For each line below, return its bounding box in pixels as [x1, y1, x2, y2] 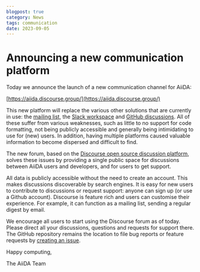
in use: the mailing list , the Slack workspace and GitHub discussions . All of [6, 113, 190, 120]
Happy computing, [6, 249, 52, 256]
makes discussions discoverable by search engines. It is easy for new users [6, 181, 193, 188]
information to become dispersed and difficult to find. [6, 139, 138, 146]
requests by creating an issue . [6, 237, 81, 244]
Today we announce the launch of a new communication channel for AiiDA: [6, 84, 192, 91]
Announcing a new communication [6, 51, 184, 65]
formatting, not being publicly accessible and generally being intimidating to [6, 126, 193, 133]
